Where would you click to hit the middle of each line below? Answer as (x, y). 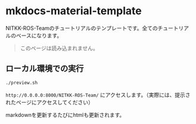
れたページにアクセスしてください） (50, 102)
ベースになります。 (39, 35)
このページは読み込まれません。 (59, 48)
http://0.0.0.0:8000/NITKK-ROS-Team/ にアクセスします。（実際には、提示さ (98, 95)
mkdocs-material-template (74, 11)
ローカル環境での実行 (45, 69)
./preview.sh (22, 82)
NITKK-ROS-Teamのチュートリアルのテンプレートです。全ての (82, 28)
